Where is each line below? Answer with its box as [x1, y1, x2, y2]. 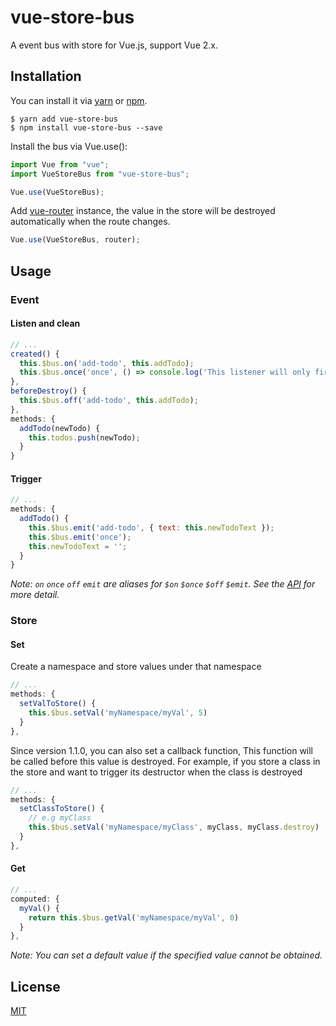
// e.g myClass [28, 813, 92, 823]
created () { [10, 349, 60, 359]
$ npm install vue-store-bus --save [10, 122, 163, 133]
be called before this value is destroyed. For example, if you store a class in [10, 755, 321, 767]
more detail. [10, 589, 60, 601]
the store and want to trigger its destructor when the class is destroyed [10, 766, 303, 778]
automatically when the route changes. [10, 216, 171, 228]
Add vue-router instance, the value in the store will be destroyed [10, 205, 276, 217]
